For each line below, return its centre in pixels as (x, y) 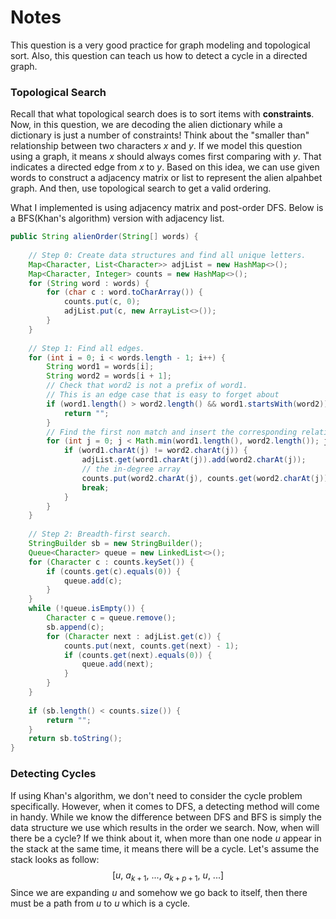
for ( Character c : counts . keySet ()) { (111, 562)
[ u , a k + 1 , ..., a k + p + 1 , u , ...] (168, 876)
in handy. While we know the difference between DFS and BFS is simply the (166, 817)
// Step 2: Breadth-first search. (100, 534)
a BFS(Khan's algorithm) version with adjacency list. (117, 218)
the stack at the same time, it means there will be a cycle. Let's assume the (165, 848)
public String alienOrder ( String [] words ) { (104, 237)
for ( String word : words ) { (89, 283)
